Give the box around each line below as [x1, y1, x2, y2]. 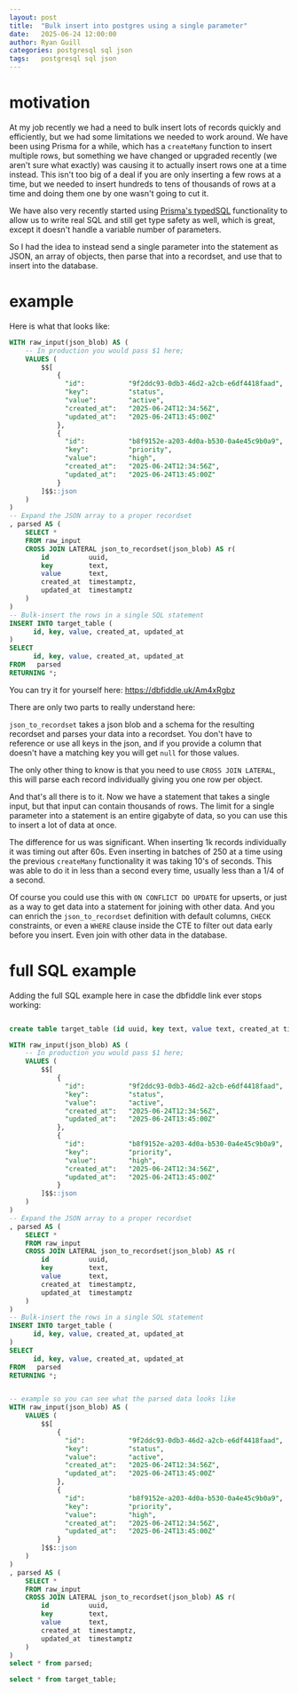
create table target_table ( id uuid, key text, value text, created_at [9, 1024, 279, 1034]
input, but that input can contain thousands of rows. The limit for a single [9, 801, 275, 811]
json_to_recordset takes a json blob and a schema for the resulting [9, 719, 255, 730]
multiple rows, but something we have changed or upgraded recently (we [9, 150, 278, 161]
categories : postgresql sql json [9, 46, 133, 55]
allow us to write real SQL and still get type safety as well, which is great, [9, 214, 276, 225]
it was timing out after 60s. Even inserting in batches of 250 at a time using [9, 846, 284, 857]
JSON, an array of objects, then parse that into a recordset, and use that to [9, 251, 283, 261]
